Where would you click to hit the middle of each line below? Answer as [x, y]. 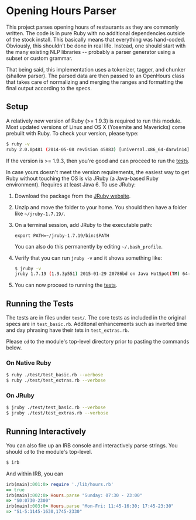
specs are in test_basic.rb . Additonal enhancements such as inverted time [97, 324]
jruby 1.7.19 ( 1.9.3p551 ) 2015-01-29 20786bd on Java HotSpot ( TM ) [97, 274]
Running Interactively [46, 431]
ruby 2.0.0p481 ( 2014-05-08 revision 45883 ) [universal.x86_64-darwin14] [98, 149]
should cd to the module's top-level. [49, 451]
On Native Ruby [29, 363]
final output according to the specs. [49, 88]
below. [14, 348]
